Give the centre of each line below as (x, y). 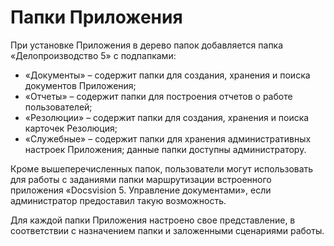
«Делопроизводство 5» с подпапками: (93, 55)
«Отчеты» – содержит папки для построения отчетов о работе (158, 96)
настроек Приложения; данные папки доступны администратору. (165, 149)
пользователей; (58, 107)
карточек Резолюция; (71, 128)
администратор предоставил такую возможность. (118, 200)
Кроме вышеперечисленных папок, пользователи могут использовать (162, 168)
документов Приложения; (80, 85)
